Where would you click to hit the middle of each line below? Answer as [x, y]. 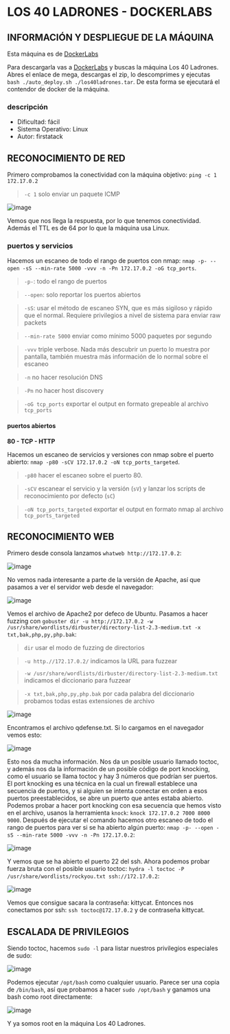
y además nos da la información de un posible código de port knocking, [109, 769]
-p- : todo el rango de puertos [66, 281]
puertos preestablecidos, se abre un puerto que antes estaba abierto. [105, 798]
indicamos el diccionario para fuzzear [77, 680]
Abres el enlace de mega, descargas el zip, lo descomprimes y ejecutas [109, 74]
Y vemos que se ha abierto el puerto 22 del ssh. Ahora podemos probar [108, 861]
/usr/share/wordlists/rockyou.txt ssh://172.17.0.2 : [83, 876]
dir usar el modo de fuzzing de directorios [84, 648]
